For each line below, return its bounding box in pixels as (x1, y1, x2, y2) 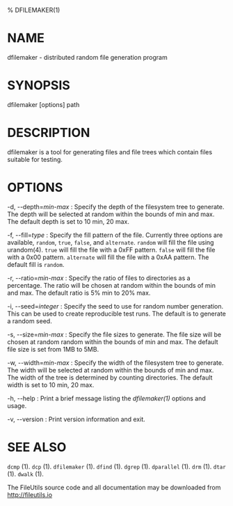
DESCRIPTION (7, 125, 90, 141)
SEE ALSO (7, 439, 67, 455)
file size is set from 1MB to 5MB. (7, 345, 99, 353)
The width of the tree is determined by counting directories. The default (7, 373, 213, 382)
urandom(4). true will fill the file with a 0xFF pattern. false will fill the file (7, 245, 216, 254)
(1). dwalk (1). (7, 469, 44, 478)
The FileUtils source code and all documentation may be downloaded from (7, 483, 221, 491)
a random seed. (7, 316, 52, 325)
